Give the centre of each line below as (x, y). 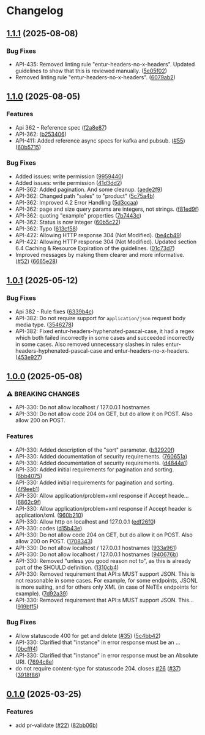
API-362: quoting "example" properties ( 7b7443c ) (78, 215)
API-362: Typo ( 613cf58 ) (47, 229)
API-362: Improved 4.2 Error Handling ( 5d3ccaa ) (77, 202)
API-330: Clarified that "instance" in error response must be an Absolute (106, 655)
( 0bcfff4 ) (27, 648)
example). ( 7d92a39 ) (42, 593)
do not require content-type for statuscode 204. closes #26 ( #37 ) (98, 668)
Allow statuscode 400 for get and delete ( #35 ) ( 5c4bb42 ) (88, 635)
